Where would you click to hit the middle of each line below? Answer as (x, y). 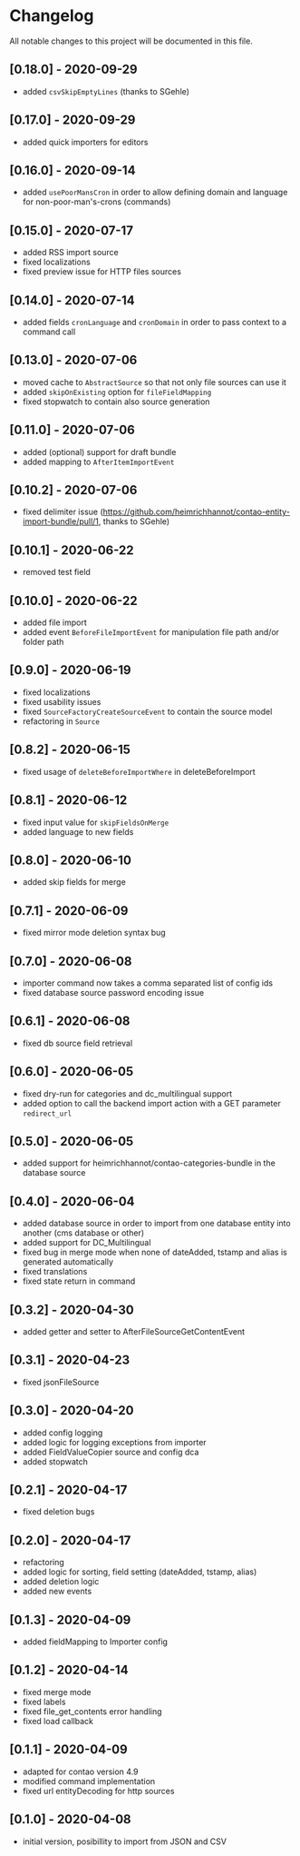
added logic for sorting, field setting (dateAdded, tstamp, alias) (140, 1572)
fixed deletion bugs (58, 1512)
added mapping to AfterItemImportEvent (98, 462)
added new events (57, 1592)
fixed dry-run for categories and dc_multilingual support (127, 1093)
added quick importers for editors (85, 142)
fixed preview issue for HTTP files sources (102, 272)
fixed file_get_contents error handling (92, 1711)
